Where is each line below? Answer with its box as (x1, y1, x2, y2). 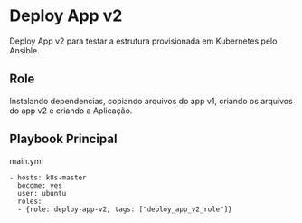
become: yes (17, 180, 63, 190)
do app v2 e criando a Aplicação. (9, 105, 133, 116)
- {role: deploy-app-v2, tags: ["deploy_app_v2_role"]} (17, 205, 232, 214)
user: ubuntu (17, 189, 67, 198)
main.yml (9, 155, 43, 166)
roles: (17, 197, 42, 206)
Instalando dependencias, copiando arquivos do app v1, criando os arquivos (9, 95, 294, 106)
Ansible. (9, 44, 40, 55)
